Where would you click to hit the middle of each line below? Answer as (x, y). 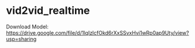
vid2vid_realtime (48, 11)
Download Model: (27, 27)
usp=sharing (21, 39)
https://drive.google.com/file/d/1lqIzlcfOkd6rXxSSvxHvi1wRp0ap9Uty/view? (97, 32)
